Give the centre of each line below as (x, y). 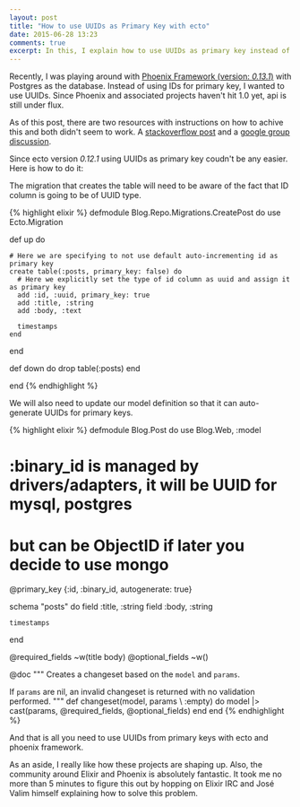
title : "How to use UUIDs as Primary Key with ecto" (110, 26)
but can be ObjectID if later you (127, 546)
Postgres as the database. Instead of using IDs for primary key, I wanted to (147, 86)
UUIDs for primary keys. (89, 412)
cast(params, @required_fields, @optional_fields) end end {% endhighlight (147, 711)
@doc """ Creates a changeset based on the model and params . (124, 674)
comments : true (38, 43)
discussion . (30, 142)
